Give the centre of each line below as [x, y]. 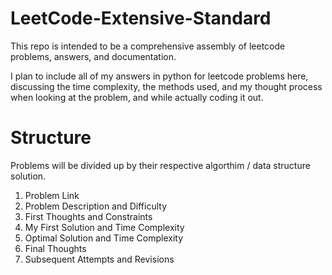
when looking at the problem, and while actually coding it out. [137, 97]
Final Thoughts [55, 248]
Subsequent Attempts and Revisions [99, 259]
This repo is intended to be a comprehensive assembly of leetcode [148, 46]
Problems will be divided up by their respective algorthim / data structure [160, 165]
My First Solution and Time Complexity [104, 227]
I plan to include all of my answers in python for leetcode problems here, [159, 76]
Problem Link [52, 195]
